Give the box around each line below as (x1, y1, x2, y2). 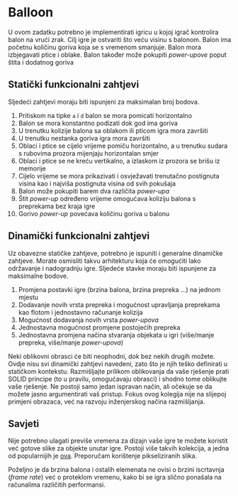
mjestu (18, 293, 38, 301)
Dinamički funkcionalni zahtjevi (8, 230, 150, 242)
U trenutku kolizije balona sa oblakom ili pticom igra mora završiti (18, 126, 208, 135)
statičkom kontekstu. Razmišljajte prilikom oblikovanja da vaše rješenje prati (8, 367, 229, 375)
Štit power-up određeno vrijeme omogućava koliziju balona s (18, 194, 196, 203)
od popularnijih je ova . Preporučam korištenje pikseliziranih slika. (8, 452, 198, 460)
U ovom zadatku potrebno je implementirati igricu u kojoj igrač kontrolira (8, 28, 219, 36)
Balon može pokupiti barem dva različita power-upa (18, 186, 170, 195)
